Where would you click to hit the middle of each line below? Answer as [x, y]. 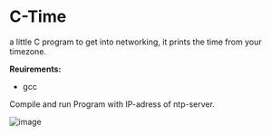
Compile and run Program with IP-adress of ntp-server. [112, 104]
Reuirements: [35, 69]
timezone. [28, 51]
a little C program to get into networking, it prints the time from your [135, 42]
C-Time [38, 17]
